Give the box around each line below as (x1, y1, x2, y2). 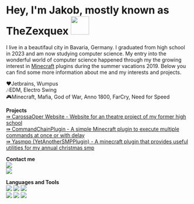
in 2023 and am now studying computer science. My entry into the (6, 50, 167, 57)
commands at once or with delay (6, 131, 85, 138)
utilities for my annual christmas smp (6, 144, 95, 151)
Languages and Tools (6, 178, 60, 185)
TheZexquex (6, 25, 69, 38)
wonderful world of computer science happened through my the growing (6, 56, 182, 63)
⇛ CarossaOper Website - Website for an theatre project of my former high (6, 113, 186, 120)
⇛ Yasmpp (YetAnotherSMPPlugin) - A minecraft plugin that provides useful (6, 138, 188, 145)
